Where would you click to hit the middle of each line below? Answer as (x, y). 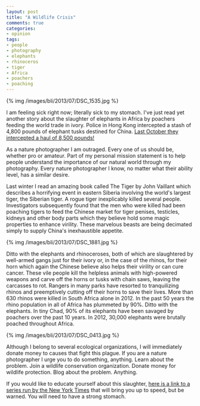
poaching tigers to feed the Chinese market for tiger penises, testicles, (93, 212)
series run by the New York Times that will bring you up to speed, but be (95, 390)
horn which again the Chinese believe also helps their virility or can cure (95, 267)
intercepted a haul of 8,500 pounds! (50, 138)
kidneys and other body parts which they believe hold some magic (88, 218)
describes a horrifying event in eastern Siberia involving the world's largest (99, 193)
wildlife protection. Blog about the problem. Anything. (72, 372)
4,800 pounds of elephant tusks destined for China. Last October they (93, 131)
